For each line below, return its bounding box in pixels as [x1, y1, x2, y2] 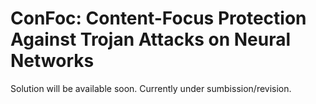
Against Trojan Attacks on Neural [10, 28, 292, 51]
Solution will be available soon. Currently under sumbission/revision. [10, 82, 292, 94]
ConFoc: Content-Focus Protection [10, 7, 307, 30]
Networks [10, 50, 95, 72]
